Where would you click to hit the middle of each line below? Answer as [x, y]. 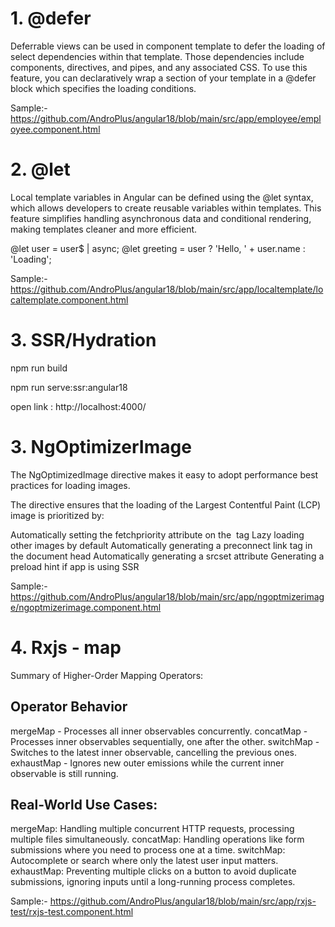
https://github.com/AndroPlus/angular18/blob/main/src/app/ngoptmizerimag [167, 596]
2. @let [40, 169]
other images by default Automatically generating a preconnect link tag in [161, 545]
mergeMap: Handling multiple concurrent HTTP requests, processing [152, 829]
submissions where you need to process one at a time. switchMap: [148, 850]
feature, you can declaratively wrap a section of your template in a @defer [163, 78]
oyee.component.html [55, 129]
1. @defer [51, 18]
